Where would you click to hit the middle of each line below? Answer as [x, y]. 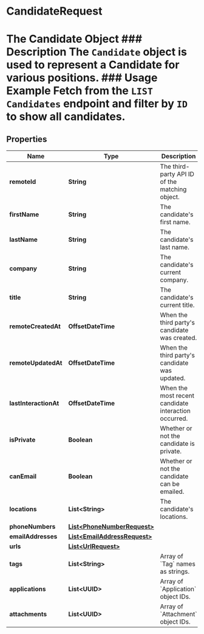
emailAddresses [33, 537]
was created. [178, 338]
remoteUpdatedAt [36, 363]
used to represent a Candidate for [93, 65]
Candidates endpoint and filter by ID [97, 104]
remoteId [23, 182]
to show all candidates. [66, 117]
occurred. [174, 418]
